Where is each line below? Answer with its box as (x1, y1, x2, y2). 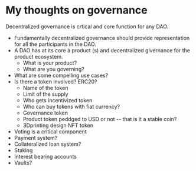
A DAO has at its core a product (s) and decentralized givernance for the (14, 46, 190, 53)
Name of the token (22, 84, 68, 91)
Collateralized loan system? (14, 140, 81, 147)
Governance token (22, 109, 68, 116)
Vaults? (14, 159, 32, 166)
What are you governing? (22, 65, 84, 72)
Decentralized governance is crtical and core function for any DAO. (5, 23, 169, 30)
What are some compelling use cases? (14, 72, 109, 79)
